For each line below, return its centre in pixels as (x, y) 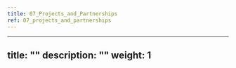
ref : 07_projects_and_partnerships (59, 20)
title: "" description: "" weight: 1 (79, 55)
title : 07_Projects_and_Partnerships (63, 14)
